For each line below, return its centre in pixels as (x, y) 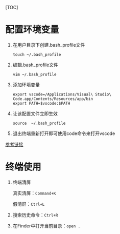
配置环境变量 (32, 30)
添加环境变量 (26, 85)
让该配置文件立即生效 (35, 113)
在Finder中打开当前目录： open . (46, 226)
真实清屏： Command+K (34, 193)
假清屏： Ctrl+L (29, 204)
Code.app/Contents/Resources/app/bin (53, 99)
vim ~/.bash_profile (34, 74)
